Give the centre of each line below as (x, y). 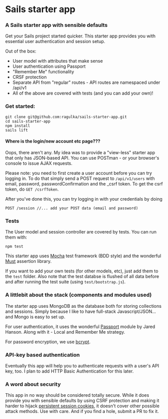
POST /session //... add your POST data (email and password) (72, 208)
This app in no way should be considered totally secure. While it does (77, 395)
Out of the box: (21, 51)
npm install (18, 126)
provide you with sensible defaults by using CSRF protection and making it (82, 401)
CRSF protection (29, 77)
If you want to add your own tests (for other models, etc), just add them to (82, 271)
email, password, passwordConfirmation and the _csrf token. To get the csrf (84, 183)
